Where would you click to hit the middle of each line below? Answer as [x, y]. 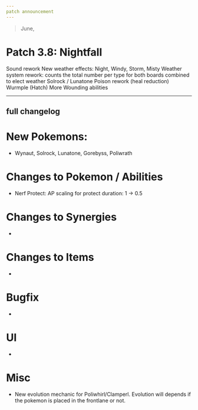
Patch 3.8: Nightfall [54, 52]
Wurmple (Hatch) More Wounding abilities [57, 87]
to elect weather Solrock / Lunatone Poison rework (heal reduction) [88, 81]
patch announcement [30, 12]
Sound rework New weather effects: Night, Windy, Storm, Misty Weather [94, 68]
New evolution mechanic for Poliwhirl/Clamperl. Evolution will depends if [103, 394]
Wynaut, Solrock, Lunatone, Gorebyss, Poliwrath [73, 153]
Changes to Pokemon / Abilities [85, 177]
